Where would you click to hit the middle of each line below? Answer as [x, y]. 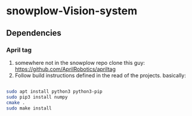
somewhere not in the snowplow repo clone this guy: [80, 62]
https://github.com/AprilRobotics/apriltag [65, 69]
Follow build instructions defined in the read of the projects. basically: [100, 75]
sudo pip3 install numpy [37, 97]
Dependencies [34, 33]
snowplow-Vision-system [72, 11]
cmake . [16, 102]
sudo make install [29, 108]
